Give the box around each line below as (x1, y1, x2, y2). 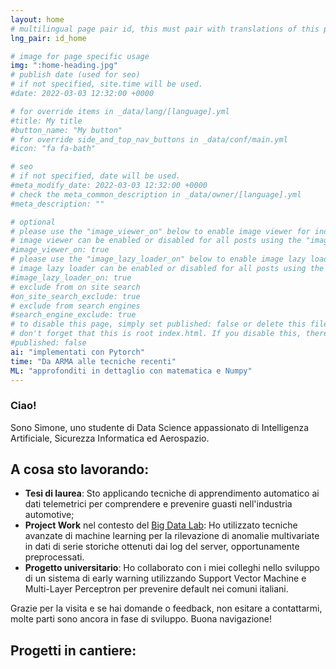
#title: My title (10, 116, 83, 126)
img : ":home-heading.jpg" (10, 61, 118, 71)
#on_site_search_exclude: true (10, 291, 141, 301)
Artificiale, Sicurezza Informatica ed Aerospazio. (10, 432, 210, 444)
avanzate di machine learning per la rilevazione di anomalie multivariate (24, 530, 320, 542)
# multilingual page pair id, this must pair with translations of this (10, 24, 320, 34)
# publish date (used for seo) (10, 70, 141, 80)
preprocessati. (24, 551, 85, 563)
